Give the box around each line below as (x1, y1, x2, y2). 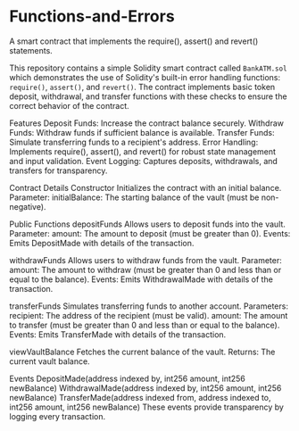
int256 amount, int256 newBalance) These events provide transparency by (9, 402, 284, 412)
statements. (9, 45, 54, 55)
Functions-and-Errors (9, 6, 176, 27)
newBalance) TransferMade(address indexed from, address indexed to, (9, 392, 271, 402)
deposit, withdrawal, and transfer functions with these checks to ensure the (9, 91, 287, 102)
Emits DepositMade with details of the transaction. (9, 237, 195, 248)
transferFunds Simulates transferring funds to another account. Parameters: (9, 301, 288, 311)
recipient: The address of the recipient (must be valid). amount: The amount (9, 310, 288, 320)
